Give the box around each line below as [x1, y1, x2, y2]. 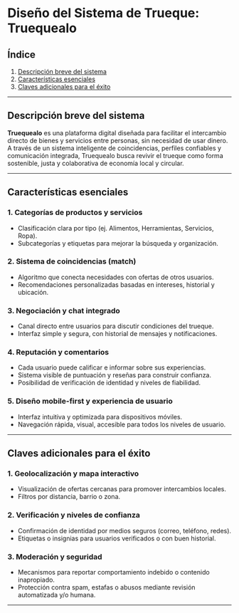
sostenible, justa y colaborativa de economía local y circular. [7, 159, 184, 167]
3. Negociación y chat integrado [7, 305, 121, 315]
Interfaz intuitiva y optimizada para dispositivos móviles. [17, 412, 183, 421]
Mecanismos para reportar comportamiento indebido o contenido [17, 567, 210, 576]
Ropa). [17, 231, 38, 240]
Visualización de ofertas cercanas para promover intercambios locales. [17, 485, 226, 493]
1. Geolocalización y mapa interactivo [7, 468, 139, 478]
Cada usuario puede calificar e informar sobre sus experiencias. [17, 363, 206, 372]
